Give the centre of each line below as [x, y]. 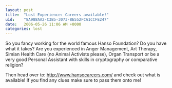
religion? [14, 65]
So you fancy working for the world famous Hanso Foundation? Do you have [86, 43]
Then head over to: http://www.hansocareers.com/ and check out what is [83, 75]
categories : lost [24, 29]
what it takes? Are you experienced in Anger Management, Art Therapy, [81, 49]
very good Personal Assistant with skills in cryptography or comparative [81, 60]
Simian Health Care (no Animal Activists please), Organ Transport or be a [82, 54]
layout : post [19, 10]
